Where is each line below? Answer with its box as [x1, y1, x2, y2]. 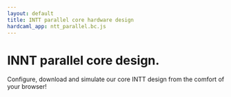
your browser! [7, 83, 47, 91]
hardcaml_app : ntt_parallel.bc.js [7, 23, 107, 30]
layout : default [7, 10, 54, 17]
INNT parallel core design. [7, 52, 160, 68]
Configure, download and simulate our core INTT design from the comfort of [7, 75, 225, 83]
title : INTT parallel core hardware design [7, 17, 134, 23]
